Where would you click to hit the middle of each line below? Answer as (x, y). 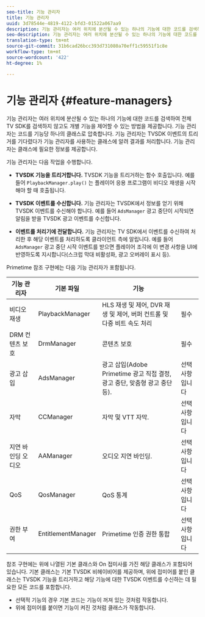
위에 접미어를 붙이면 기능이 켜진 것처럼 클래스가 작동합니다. (85, 608)
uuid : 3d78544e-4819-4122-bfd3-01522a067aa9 (64, 23)
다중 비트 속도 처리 (127, 323)
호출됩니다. (52, 191)
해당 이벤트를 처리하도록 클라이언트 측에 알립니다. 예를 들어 (103, 239)
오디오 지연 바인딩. (127, 456)
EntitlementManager (67, 534)
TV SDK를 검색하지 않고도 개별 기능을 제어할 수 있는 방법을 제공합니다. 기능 (96, 126)
